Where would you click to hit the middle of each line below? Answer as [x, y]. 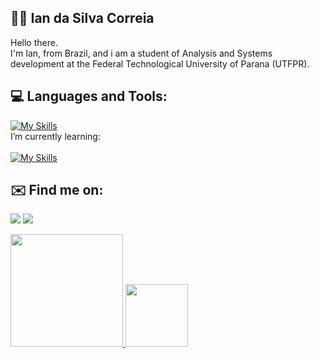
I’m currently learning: [55, 136]
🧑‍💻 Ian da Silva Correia [82, 18]
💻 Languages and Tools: [89, 96]
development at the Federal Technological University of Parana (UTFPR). [160, 63]
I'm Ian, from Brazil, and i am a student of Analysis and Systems [141, 53]
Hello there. [34, 42]
